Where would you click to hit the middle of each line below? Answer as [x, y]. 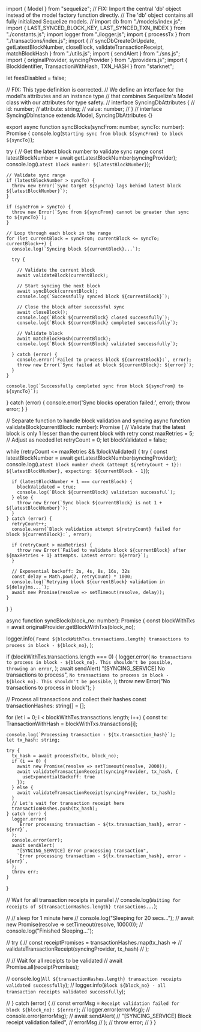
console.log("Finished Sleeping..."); [50, 931]
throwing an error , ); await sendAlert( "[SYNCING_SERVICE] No [85, 668]
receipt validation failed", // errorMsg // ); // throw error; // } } [81, 1022]
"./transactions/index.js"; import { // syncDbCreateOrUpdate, [81, 41]
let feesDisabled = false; [36, 78]
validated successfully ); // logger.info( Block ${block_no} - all [86, 985]
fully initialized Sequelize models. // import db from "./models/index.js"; [94, 21]
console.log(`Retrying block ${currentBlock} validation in [88, 582]
